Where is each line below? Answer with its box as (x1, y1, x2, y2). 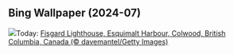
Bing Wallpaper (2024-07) (8, 6, 142, 20)
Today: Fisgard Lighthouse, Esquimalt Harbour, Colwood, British (16, 28, 226, 38)
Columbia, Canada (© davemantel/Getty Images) (8, 37, 169, 46)
